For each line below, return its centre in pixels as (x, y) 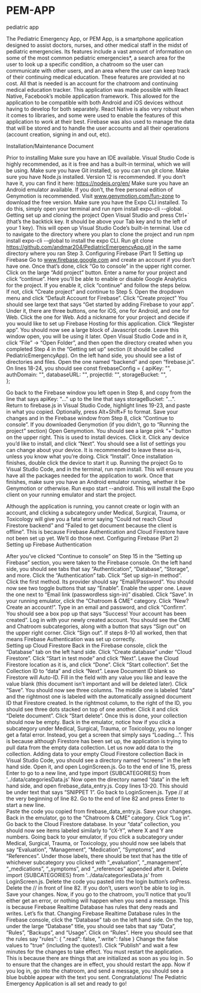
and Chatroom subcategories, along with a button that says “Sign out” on (96, 626)
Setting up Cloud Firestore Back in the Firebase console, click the (87, 645)
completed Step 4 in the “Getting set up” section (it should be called (90, 349)
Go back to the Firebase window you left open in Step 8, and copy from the (99, 392)
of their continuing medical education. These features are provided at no (96, 77)
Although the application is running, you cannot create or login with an (93, 506)
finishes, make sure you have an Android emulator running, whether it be (96, 481)
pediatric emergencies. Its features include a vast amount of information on (99, 51)
